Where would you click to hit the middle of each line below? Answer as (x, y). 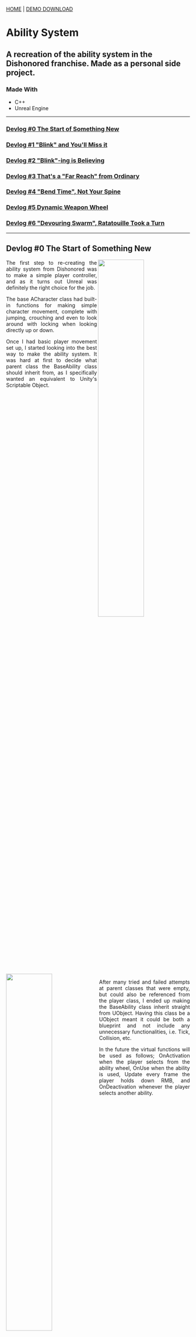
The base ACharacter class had (44, 299)
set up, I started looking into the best (52, 347)
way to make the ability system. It (52, 354)
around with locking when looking (52, 324)
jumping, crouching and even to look (52, 318)
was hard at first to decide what (52, 360)
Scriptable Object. (28, 385)
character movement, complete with (52, 311)
